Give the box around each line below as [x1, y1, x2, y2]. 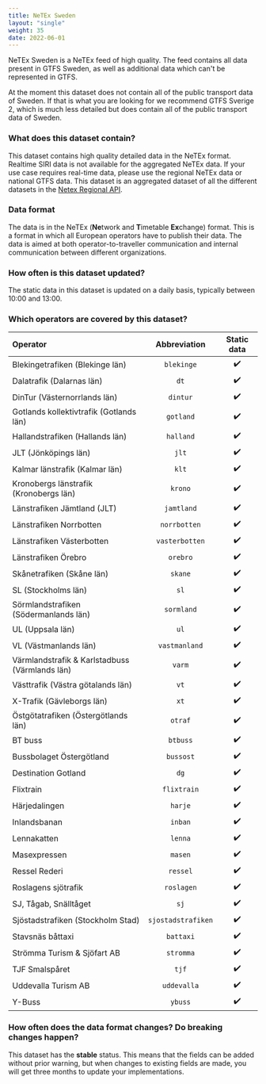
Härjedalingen [12, 800, 65, 811]
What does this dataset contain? [8, 132, 136, 144]
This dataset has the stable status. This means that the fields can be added [8, 1050, 255, 1059]
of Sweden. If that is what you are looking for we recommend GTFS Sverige [8, 96, 255, 105]
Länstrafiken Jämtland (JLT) [12, 503, 117, 514]
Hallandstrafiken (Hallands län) [12, 431, 127, 442]
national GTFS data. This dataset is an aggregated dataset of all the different [8, 176, 257, 186]
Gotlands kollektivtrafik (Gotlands [12, 406, 137, 417]
